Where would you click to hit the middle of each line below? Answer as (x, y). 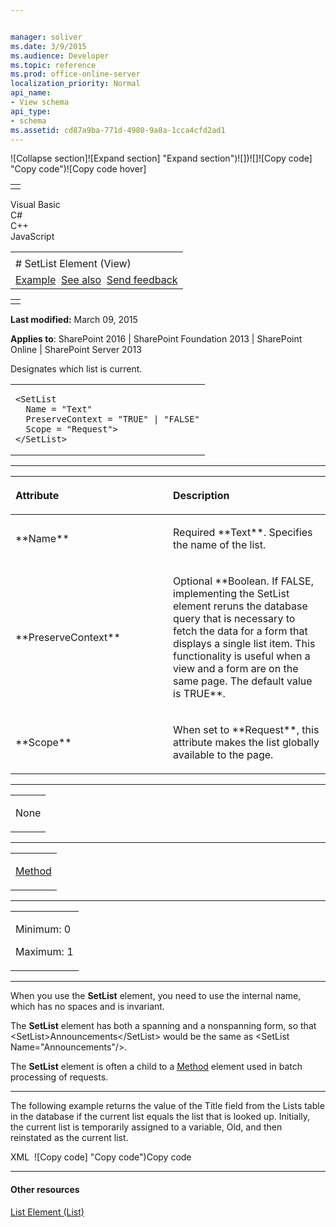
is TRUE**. (199, 694)
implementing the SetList (231, 594)
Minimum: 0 (43, 929)
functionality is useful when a (242, 656)
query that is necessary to (234, 619)
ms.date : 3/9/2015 (48, 46)
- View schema (40, 102)
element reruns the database (240, 606)
